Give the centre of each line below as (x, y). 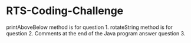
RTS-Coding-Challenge (65, 11)
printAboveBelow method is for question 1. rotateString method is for (89, 27)
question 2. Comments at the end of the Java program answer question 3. (96, 33)
